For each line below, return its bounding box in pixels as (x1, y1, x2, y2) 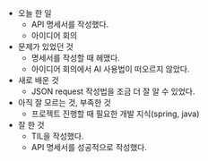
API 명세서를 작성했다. (30, 19, 109, 30)
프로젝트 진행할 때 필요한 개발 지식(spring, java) (30, 108, 200, 119)
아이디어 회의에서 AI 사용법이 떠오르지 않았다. (30, 64, 190, 74)
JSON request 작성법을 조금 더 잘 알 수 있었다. (30, 86, 195, 97)
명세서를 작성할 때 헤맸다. (30, 53, 121, 63)
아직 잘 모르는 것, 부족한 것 (17, 97, 112, 107)
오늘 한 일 (17, 8, 52, 18)
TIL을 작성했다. (30, 131, 84, 141)
